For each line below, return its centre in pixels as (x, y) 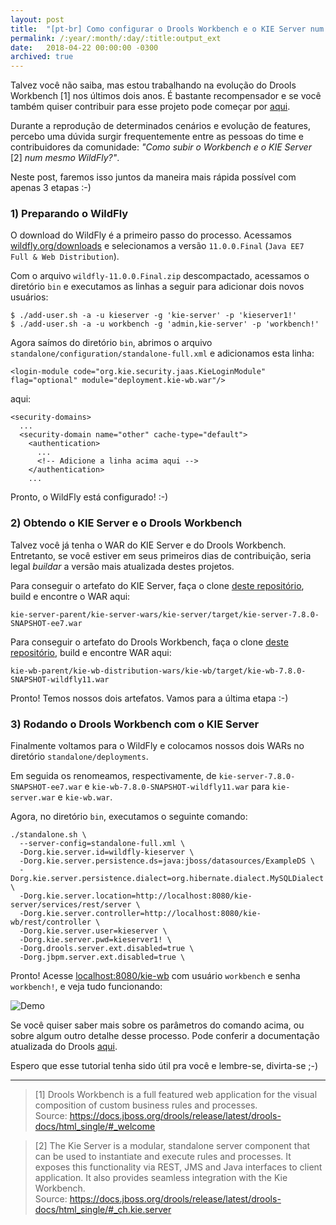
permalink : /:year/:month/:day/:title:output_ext (116, 38)
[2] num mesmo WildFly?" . (65, 158)
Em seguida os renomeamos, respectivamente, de (113, 776)
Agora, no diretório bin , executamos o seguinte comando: (129, 817)
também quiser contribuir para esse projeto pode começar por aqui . (150, 107)
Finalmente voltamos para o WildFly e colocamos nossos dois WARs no (157, 746)
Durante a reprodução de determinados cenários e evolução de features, (160, 126)
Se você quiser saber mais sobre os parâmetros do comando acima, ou (157, 1025)
